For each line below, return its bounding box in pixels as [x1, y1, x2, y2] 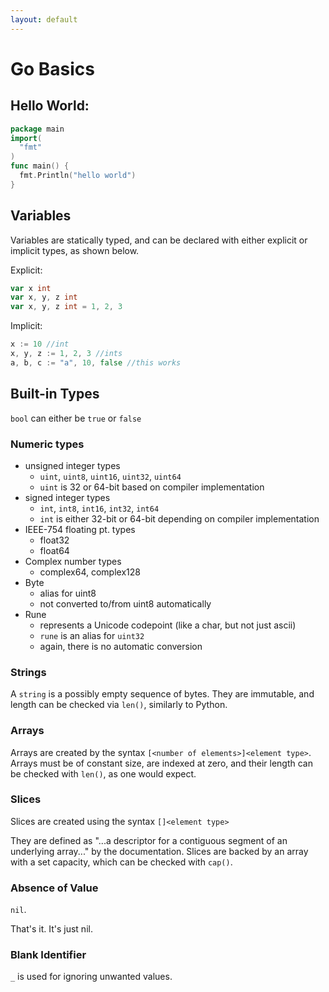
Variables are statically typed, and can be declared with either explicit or [10, 234, 308, 246]
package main [10, 124, 65, 134]
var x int [10, 283, 52, 293]
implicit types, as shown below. [10, 244, 140, 256]
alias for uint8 [39, 587, 97, 599]
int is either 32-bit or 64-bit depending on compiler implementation [39, 512, 320, 525]
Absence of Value [10, 881, 99, 895]
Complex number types [24, 555, 122, 567]
